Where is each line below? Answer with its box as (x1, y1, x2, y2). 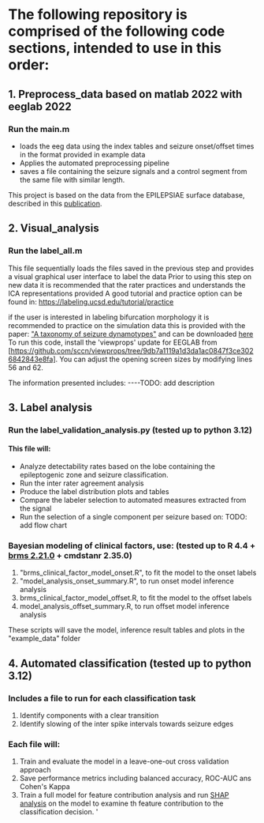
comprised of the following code (8, 22, 225, 40)
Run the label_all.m (8, 245, 83, 256)
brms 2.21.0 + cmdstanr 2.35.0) (8, 550, 132, 561)
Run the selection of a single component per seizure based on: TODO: (19, 512, 247, 522)
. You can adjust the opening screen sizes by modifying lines (55, 354, 253, 364)
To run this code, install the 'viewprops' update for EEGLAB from (8, 338, 218, 347)
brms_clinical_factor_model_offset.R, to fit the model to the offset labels (19, 593, 252, 602)
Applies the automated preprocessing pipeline (19, 158, 169, 168)
